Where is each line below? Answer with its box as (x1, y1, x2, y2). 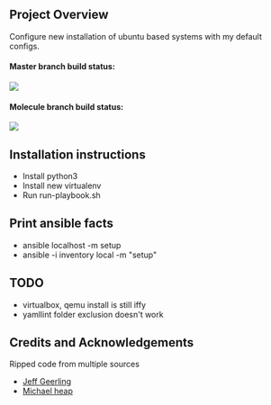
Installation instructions (9, 147, 146, 162)
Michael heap (22, 386, 74, 397)
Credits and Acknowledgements (9, 335, 194, 350)
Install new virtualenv (22, 180, 102, 192)
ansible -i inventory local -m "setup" (22, 249, 158, 260)
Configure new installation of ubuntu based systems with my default (9, 31, 263, 41)
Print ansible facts (9, 216, 114, 231)
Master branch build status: (9, 61, 115, 72)
